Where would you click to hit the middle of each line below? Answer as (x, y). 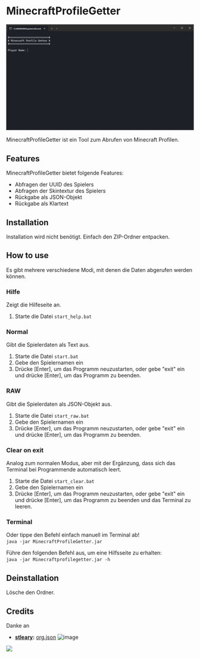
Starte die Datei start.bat (46, 356)
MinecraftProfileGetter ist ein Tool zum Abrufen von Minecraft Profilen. (93, 140)
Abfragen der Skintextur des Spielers (60, 191)
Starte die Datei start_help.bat (53, 316)
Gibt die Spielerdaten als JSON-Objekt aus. (59, 404)
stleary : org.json (35, 637)
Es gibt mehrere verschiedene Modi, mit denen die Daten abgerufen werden (99, 270)
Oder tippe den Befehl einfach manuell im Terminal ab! (73, 535)
